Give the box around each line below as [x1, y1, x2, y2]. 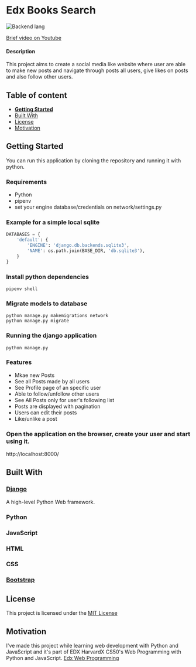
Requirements [6, 178, 47, 186]
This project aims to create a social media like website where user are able [6, 61, 186, 68]
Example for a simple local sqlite [6, 218, 100, 226]
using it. [6, 437, 30, 445]
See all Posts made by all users [14, 377, 90, 384]
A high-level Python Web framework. [6, 498, 95, 505]
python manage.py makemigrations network [6, 313, 109, 319]
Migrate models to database [6, 300, 88, 308]
